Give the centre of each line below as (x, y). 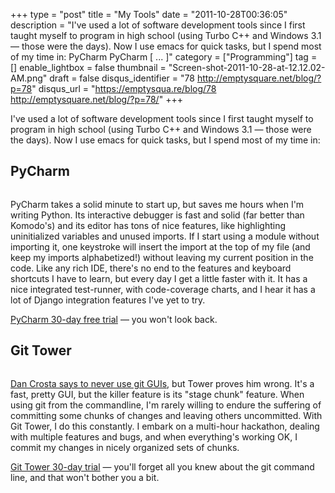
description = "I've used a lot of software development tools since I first (158, 25)
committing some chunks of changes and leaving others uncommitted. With (166, 415)
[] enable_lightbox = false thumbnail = (88, 67)
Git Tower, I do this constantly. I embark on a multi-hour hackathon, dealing (165, 426)
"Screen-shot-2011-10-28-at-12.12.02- (247, 67)
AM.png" (29, 78)
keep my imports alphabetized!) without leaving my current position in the (162, 257)
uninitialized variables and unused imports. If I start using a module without (165, 236)
